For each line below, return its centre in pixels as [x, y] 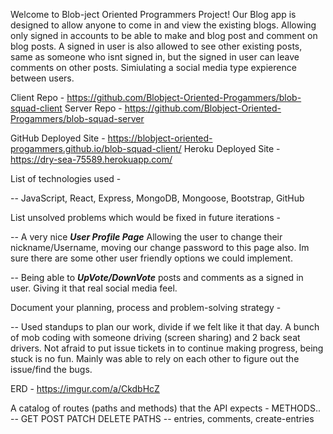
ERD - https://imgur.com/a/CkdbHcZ [85, 388]
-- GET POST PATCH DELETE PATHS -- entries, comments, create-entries [162, 418]
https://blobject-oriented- [160, 138]
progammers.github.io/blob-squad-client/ [96, 148]
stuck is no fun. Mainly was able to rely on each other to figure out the [155, 358]
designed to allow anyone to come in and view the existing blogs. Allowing [163, 25]
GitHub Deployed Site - [58, 138]
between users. [42, 78]
